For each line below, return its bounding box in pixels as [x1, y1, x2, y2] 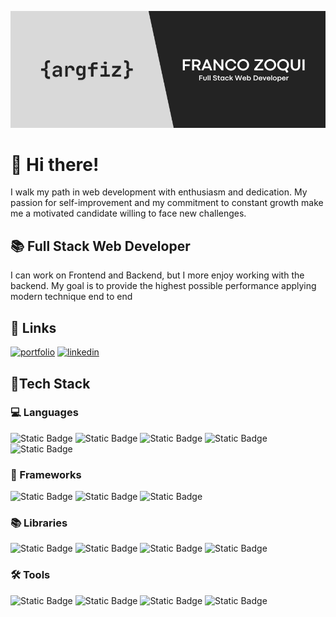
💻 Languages [10, 406, 79, 420]
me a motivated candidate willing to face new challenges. [10, 207, 247, 220]
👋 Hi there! [10, 153, 100, 176]
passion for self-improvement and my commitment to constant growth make [10, 197, 324, 209]
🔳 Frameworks [10, 467, 82, 481]
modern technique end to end [10, 291, 133, 303]
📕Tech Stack [10, 375, 91, 392]
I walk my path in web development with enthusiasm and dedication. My [10, 186, 308, 198]
